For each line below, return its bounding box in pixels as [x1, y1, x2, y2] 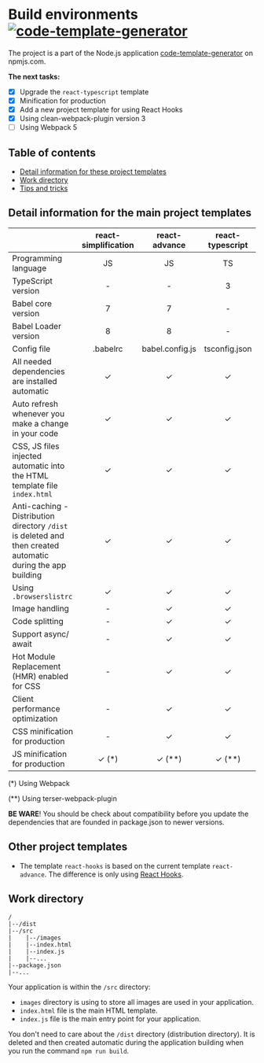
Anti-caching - [12, 500, 69, 511]
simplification [81, 239, 135, 250]
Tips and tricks [19, 183, 68, 194]
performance [12, 703, 60, 714]
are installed [12, 375, 57, 386]
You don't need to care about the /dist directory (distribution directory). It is [8, 1029, 255, 1039]
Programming [12, 253, 63, 264]
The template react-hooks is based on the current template [19, 861, 211, 870]
